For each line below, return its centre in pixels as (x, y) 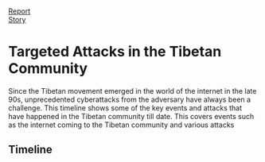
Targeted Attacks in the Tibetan (115, 52)
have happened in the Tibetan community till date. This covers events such (131, 116)
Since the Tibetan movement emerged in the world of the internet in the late (132, 91)
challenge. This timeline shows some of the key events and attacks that (125, 108)
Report (19, 11)
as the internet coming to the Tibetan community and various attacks (121, 125)
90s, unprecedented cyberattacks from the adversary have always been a (130, 99)
